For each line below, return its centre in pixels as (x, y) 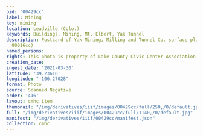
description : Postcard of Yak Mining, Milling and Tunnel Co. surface (97, 40)
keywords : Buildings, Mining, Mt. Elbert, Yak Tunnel (76, 34)
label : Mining (24, 17)
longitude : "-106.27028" (37, 79)
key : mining (21, 23)
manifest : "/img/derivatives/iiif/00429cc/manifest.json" (81, 118)
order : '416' (23, 96)
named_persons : (25, 51)
